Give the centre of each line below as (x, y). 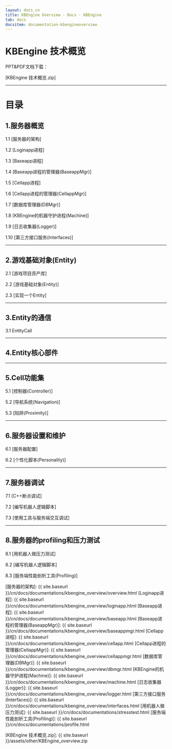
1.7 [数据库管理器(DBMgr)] (33, 205)
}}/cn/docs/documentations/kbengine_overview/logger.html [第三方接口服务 (85, 694)
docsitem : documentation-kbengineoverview (51, 24)
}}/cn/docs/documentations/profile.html (47, 724)
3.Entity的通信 (28, 318)
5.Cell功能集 (25, 378)
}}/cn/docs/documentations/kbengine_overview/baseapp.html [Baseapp (82, 618)
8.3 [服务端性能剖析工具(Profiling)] (41, 575)
